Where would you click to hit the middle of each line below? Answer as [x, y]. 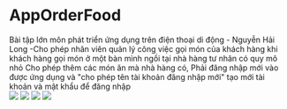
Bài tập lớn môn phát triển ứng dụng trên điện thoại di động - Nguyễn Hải [142, 40]
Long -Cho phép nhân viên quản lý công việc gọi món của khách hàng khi [143, 48]
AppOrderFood [65, 15]
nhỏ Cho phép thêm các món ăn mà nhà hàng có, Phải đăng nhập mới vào [144, 68]
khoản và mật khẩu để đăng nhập [70, 86]
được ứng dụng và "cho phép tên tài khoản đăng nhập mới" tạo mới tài [137, 76]
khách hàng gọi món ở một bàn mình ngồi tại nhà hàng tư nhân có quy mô [143, 58]
